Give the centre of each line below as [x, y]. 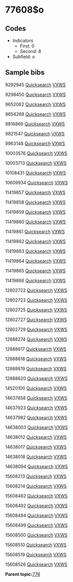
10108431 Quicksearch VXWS [35, 173]
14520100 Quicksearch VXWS [36, 388]
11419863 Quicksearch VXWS [35, 251]
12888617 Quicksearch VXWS [36, 349]
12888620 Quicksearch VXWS [36, 378]
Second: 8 [30, 51]
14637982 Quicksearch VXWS [36, 417]
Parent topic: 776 [23, 574]
